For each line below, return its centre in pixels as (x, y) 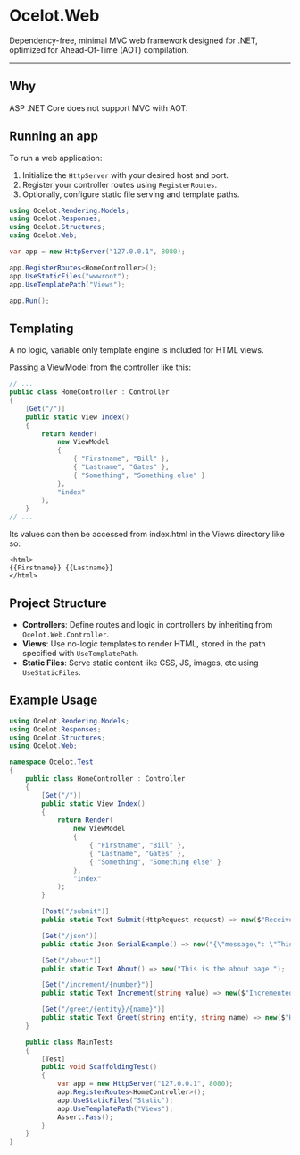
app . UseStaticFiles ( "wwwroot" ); (69, 276)
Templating (42, 328)
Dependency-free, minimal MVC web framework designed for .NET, (134, 40)
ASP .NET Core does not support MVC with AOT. (99, 107)
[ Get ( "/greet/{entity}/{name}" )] (104, 1010)
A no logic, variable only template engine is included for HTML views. (137, 350)
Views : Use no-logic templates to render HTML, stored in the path (144, 643)
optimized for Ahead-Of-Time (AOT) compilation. (99, 49)
